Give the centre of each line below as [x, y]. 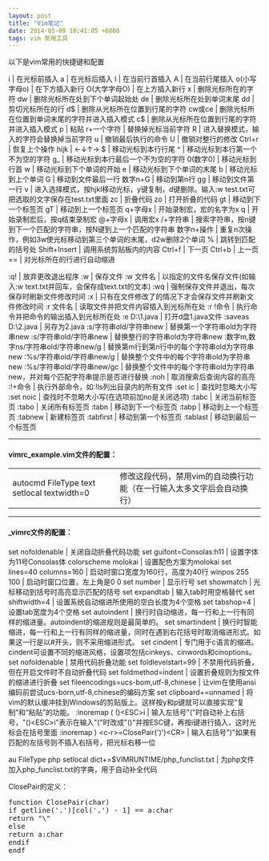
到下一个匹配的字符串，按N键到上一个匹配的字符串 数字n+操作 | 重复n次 [127, 229]
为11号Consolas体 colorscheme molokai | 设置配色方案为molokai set [120, 562]
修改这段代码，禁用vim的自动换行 [183, 477]
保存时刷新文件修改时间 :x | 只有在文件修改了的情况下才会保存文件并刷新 [128, 297]
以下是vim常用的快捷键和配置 [56, 62]
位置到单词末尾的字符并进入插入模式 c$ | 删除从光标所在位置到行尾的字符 [136, 119]
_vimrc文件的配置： [41, 532]
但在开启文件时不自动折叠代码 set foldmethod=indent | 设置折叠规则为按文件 [134, 672]
